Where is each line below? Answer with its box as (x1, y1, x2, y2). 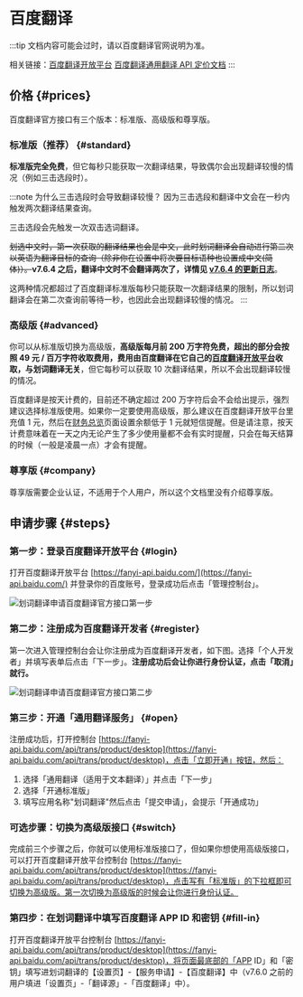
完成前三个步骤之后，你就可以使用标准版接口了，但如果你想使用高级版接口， (9, 843, 294, 854)
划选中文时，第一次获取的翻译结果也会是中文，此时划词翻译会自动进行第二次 (9, 241, 294, 252)
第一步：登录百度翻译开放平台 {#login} (9, 544, 179, 557)
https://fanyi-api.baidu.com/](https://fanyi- (93, 567, 252, 578)
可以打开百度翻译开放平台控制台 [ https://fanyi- (9, 855, 182, 866)
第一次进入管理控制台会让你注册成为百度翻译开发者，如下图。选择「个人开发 (9, 644, 294, 655)
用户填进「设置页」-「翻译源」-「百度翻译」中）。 (9, 977, 195, 988)
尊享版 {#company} (9, 465, 96, 477)
